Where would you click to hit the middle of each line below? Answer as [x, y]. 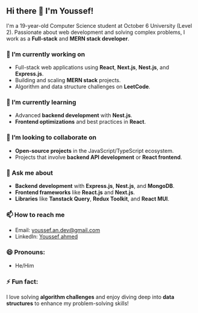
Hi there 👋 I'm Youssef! [50, 11]
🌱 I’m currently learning [41, 102]
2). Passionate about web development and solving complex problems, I [96, 32]
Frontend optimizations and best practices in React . [80, 122]
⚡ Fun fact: [22, 282]
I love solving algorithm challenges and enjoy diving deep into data [90, 297]
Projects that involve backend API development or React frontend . [98, 157]
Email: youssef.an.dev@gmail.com [57, 230]
